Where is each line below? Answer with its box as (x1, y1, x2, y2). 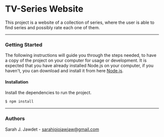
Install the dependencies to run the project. (5, 90, 92, 96)
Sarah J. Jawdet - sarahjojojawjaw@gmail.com (5, 126, 99, 132)
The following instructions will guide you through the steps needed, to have (5, 52, 157, 58)
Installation (5, 79, 28, 85)
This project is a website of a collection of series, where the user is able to (5, 19, 155, 25)
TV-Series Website (5, 3, 84, 15)
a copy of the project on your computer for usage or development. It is (5, 57, 147, 64)
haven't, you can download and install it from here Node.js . (5, 68, 123, 74)
